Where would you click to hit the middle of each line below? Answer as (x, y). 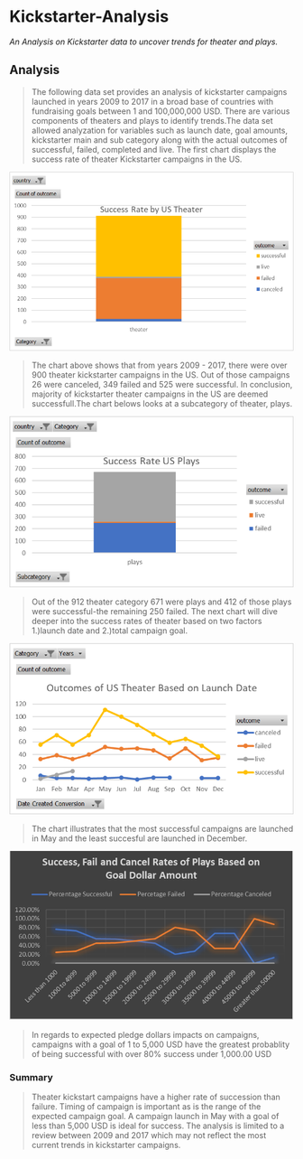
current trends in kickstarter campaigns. (106, 1145)
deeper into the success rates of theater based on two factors (147, 621)
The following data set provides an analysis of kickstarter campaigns (159, 91)
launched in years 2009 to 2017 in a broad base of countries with (152, 101)
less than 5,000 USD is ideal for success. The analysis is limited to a (158, 1126)
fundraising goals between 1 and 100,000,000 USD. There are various (161, 111)
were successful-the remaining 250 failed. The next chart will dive (154, 611)
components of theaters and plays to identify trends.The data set (152, 120)
